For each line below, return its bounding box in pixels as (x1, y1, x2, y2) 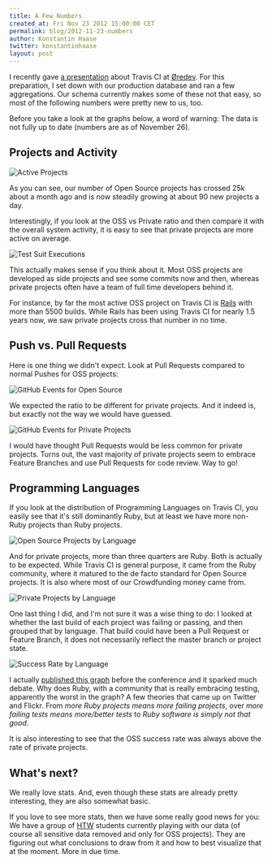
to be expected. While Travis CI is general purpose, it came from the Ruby (9, 560, 257, 570)
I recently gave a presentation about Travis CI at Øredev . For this (9, 72, 225, 81)
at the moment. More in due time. (9, 847, 121, 856)
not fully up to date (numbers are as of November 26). (9, 123, 190, 132)
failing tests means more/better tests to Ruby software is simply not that (9, 709, 251, 719)
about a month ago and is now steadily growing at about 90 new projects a (9, 192, 259, 202)
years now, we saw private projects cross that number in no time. (9, 314, 227, 325)
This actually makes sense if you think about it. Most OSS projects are (9, 265, 243, 275)
